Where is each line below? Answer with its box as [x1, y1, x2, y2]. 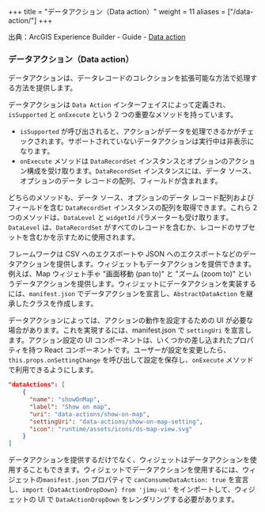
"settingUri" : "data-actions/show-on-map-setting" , [28, 418, 203, 426]
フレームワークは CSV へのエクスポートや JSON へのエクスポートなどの [8, 249, 243, 259]
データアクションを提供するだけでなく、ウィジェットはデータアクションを [8, 455, 251, 465]
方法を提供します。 [14, 83, 78, 93]
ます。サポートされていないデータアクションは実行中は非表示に [47, 137, 255, 146]
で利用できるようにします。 [8, 365, 98, 374]
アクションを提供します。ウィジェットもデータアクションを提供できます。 [14, 260, 256, 269]
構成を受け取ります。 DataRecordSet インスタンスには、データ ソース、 [26, 166, 256, 176]
